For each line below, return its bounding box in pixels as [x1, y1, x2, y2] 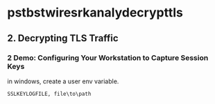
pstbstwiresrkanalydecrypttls [7, 5, 184, 21]
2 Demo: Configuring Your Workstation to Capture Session [7, 53, 209, 63]
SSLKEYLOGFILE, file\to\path [7, 90, 92, 97]
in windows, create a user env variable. [7, 77, 119, 85]
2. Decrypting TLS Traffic [7, 32, 119, 44]
